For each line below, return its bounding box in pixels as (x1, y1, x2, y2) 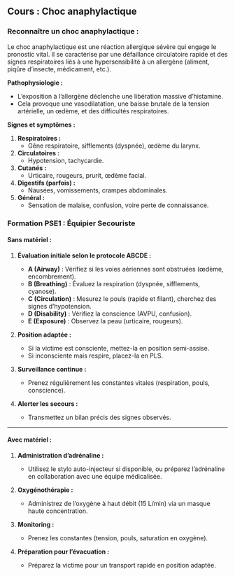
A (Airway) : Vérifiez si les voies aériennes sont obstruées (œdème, (27, 265, 224, 273)
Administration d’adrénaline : (17, 451, 104, 460)
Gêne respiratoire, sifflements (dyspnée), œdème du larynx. (27, 141, 201, 150)
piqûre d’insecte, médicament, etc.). (7, 64, 112, 73)
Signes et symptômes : (7, 120, 76, 129)
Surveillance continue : (17, 365, 87, 373)
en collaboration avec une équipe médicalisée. (27, 472, 162, 481)
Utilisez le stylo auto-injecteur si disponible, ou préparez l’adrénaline (27, 465, 225, 473)
